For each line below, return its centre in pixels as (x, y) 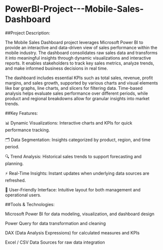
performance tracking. (27, 130)
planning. (14, 163)
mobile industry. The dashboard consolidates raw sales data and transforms (81, 53)
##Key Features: (21, 113)
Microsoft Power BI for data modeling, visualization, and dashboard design (80, 214)
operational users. (23, 195)
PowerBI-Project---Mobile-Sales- (74, 9)
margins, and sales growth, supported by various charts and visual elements (81, 83)
